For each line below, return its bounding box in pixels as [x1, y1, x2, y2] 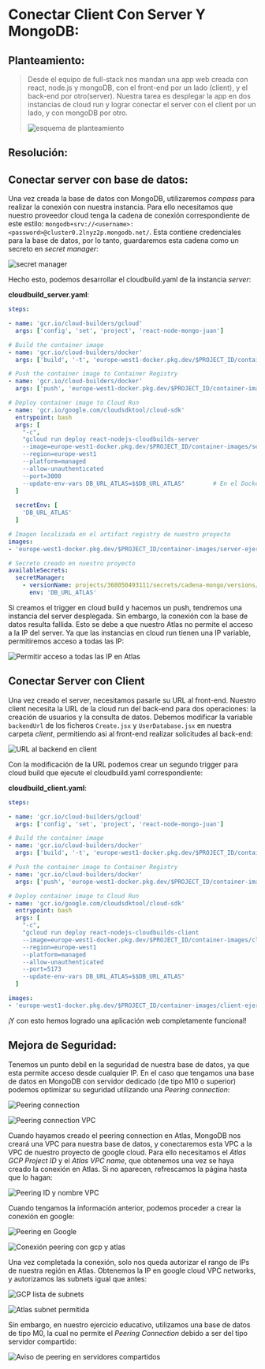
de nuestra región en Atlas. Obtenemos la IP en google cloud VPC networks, [8, 1266, 256, 1275]
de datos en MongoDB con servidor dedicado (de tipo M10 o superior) [8, 1076, 237, 1086]
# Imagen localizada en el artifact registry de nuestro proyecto [8, 530, 231, 538]
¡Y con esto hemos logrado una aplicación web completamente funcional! [8, 1016, 247, 1025]
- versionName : [22, 581, 73, 589]
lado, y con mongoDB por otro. [27, 108, 129, 118]
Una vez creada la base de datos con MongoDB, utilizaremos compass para [8, 194, 255, 203]
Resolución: [8, 146, 69, 159]
